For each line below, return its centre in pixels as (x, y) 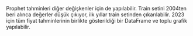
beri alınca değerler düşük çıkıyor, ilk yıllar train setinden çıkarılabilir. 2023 (95, 15)
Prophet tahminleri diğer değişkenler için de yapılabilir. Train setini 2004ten (96, 8)
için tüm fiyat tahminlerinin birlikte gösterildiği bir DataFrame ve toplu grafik (96, 21)
